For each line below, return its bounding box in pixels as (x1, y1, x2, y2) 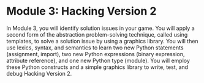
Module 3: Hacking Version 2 (6, 4, 157, 18)
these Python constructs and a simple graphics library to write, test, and (6, 63, 189, 71)
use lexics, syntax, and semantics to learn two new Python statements (6, 44, 184, 51)
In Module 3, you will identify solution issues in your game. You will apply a (6, 24, 195, 32)
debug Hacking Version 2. (6, 70, 72, 77)
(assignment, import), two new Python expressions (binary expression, (6, 50, 185, 57)
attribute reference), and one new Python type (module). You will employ (6, 57, 190, 64)
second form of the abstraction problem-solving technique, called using (6, 31, 188, 38)
